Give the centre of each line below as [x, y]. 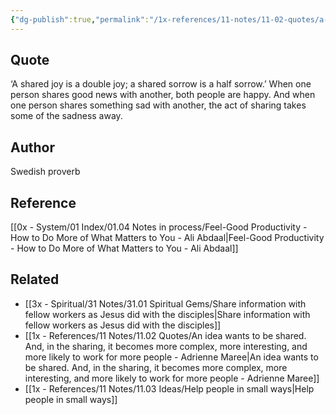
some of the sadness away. [66, 116]
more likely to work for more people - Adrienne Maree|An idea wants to [171, 357]
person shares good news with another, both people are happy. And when [163, 95]
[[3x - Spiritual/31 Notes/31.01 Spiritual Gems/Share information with [165, 303]
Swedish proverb [45, 172]
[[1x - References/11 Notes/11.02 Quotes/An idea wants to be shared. [165, 335]
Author [32, 147]
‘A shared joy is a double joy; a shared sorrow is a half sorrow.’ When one [161, 84]
